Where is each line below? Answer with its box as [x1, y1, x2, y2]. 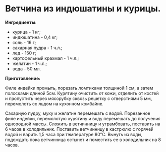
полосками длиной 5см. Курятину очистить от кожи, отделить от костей [5, 90, 159, 96]
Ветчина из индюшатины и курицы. [5, 3, 161, 14]
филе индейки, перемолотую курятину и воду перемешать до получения [5, 115, 161, 121]
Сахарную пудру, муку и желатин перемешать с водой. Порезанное [5, 110, 151, 116]
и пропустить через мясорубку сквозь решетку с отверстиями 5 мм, [5, 95, 152, 101]
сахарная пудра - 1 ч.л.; [12, 45, 63, 51]
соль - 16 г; [12, 39, 36, 45]
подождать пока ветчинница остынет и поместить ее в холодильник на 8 [5, 137, 161, 143]
